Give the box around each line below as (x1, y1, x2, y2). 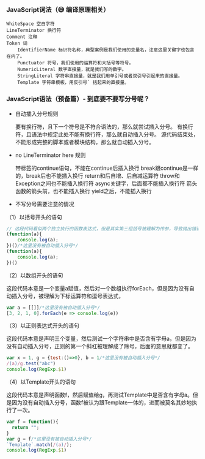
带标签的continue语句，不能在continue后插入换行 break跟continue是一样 (15, 164, 199, 172)
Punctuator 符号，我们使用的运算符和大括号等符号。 (17, 60, 134, 66)
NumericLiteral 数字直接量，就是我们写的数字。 (17, 66, 127, 73)
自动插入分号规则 (15, 110, 59, 117)
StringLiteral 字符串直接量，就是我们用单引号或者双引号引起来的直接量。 (17, 73, 183, 79)
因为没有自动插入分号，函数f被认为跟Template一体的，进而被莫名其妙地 (11, 399, 192, 406)
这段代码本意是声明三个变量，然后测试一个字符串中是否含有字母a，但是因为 (6, 335, 196, 343)
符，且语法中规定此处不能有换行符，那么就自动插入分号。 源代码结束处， (15, 131, 199, 138)
